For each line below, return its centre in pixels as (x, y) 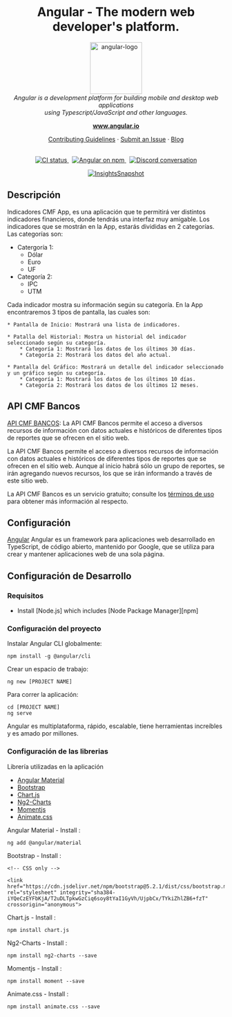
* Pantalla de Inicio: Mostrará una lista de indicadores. (94, 325)
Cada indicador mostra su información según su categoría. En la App (105, 304)
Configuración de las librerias (58, 752)
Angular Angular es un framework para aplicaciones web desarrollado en (111, 539)
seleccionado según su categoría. (57, 343)
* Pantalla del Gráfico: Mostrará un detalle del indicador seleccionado (116, 367)
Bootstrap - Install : (35, 855)
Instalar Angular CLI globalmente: (55, 644)
